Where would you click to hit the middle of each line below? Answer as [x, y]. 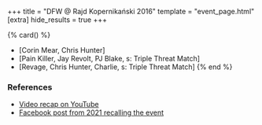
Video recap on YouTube [59, 105]
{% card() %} [29, 35]
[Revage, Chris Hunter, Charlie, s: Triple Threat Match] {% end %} [125, 67]
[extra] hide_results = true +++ [57, 20]
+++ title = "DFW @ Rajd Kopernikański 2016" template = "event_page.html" [131, 11]
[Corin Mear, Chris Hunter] [62, 50]
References [30, 87]
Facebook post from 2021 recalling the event [91, 112]
